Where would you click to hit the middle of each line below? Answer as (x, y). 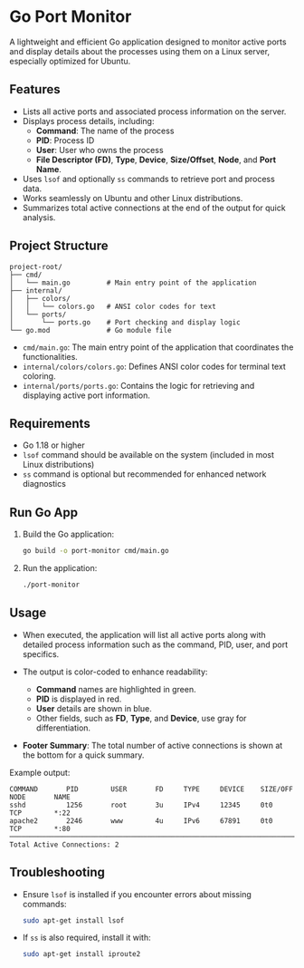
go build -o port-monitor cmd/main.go (95, 551)
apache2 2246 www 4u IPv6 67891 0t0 (141, 821)
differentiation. (63, 728)
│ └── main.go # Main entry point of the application (133, 283)
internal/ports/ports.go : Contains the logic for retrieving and (138, 385)
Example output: (40, 772)
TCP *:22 (40, 813)
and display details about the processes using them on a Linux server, (139, 51)
